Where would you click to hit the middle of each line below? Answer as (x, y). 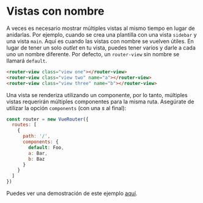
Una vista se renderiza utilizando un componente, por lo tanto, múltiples (97, 95)
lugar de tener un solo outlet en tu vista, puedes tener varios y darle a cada (101, 48)
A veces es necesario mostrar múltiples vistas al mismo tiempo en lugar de (101, 28)
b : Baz (37, 159)
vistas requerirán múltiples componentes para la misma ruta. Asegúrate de (100, 102)
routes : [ (24, 125)
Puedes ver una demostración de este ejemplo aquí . (72, 193)
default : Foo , (46, 147)
